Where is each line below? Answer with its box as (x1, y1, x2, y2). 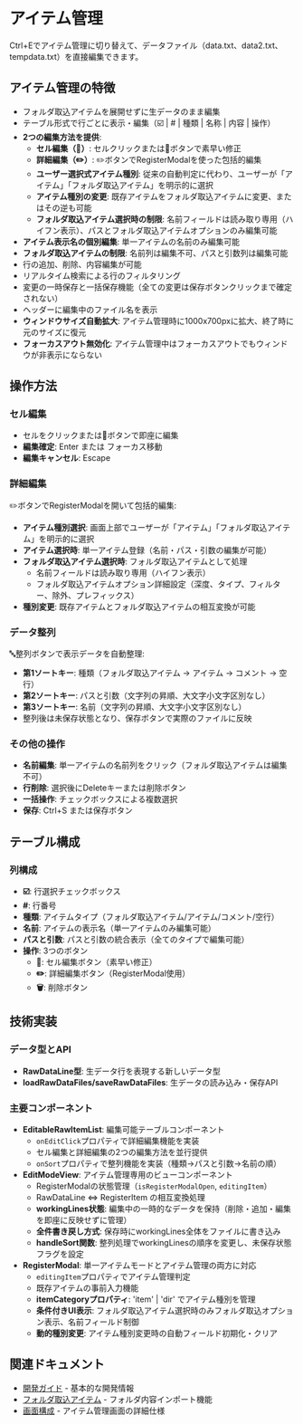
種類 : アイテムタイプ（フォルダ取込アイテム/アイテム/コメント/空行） (22, 912, 279, 922)
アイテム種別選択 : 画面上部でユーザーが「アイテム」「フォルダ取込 (22, 521, 268, 532)
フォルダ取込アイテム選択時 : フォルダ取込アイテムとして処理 (22, 556, 248, 567)
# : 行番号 (22, 900, 57, 911)
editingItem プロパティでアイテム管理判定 (35, 1271, 192, 1282)
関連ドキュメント (9, 1357, 105, 1372)
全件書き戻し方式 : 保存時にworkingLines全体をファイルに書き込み (35, 1226, 281, 1237)
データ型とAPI (9, 1043, 72, 1056)
